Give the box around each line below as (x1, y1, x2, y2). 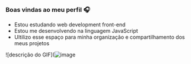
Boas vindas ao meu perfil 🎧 (5, 5, 90, 14)
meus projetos (14, 40, 50, 47)
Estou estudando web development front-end (14, 21, 126, 28)
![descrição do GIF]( (5, 51, 55, 58)
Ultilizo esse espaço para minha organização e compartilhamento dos (14, 33, 185, 41)
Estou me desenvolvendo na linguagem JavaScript (14, 28, 138, 35)
